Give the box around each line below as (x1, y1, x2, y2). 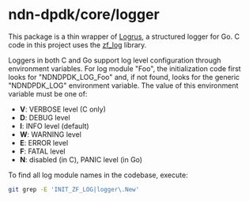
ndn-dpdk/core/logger (8, 6, 160, 24)
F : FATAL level (19, 146, 66, 156)
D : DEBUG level (19, 112, 70, 122)
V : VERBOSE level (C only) (19, 104, 107, 114)
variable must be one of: (8, 89, 88, 98)
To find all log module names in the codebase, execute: (8, 170, 188, 180)
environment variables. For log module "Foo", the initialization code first (8, 63, 241, 73)
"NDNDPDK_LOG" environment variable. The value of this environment (8, 81, 239, 90)
